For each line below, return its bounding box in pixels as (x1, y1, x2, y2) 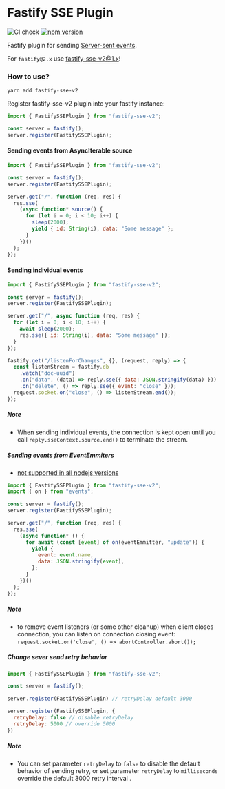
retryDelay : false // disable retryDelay (13, 714, 134, 721)
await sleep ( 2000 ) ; (19, 326, 76, 333)
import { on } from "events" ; (7, 488, 94, 495)
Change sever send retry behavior (7, 653, 108, 661)
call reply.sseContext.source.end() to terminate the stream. (17, 435, 188, 443)
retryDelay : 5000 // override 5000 (13, 720, 116, 728)
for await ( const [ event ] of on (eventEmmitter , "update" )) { (25, 538, 205, 546)
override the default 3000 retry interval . (17, 774, 132, 782)
